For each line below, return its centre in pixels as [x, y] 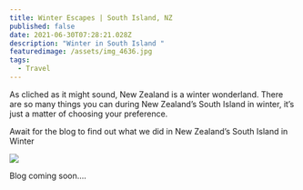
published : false [42, 26]
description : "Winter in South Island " [87, 43]
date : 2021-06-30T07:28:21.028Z [71, 35]
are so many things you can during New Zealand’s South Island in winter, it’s [152, 104]
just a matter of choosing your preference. [89, 114]
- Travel [34, 69]
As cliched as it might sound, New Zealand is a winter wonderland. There [146, 94]
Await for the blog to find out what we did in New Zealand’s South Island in [149, 131]
